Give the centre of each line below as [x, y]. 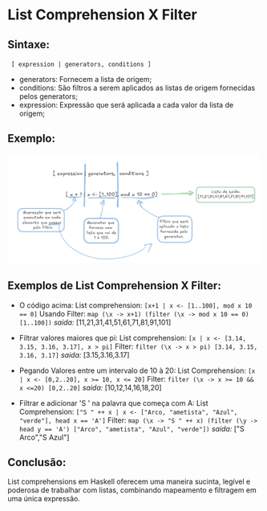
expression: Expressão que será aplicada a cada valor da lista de [126, 105]
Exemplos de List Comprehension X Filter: [114, 286]
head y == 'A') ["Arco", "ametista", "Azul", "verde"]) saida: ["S [132, 428]
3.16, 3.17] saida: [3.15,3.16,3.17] [74, 354]
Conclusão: [37, 462]
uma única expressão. [44, 499]
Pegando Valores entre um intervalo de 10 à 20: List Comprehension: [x [137, 370]
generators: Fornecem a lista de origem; [85, 79]
